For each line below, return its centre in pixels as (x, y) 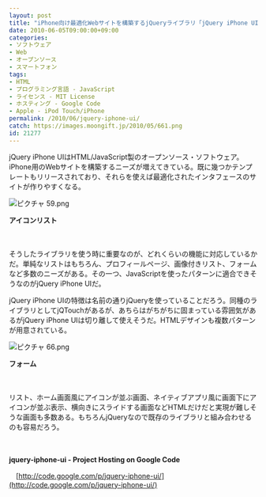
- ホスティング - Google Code (55, 104)
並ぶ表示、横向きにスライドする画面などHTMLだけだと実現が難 (140, 407)
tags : (18, 74)
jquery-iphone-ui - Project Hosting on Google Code (95, 459)
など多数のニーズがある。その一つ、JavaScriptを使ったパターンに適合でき (130, 273)
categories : (28, 38)
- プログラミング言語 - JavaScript (62, 89)
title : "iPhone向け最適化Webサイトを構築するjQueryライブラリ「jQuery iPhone (128, 23)
